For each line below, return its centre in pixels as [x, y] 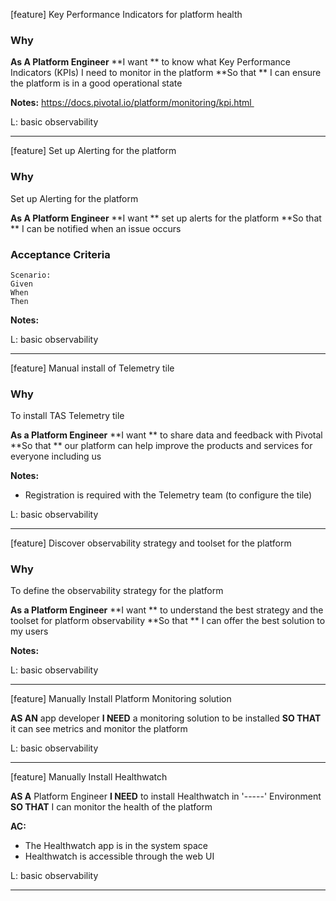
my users [29, 631]
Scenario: [31, 275]
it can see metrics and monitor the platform [99, 729]
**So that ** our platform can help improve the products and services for [161, 446]
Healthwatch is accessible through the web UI [119, 856]
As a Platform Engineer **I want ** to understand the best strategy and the [167, 610]
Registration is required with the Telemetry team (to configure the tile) [168, 495]
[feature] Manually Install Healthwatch [89, 777]
